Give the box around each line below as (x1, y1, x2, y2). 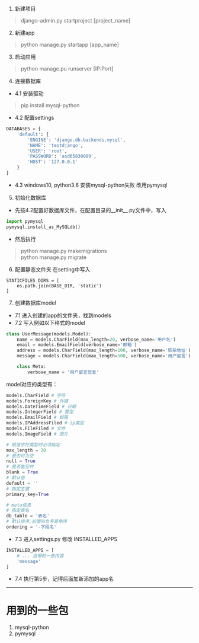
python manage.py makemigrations (20, 247, 107, 254)
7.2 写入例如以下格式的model (14, 319, 86, 326)
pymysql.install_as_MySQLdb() (6, 224, 81, 230)
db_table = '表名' (6, 513, 50, 519)
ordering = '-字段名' (6, 524, 57, 530)
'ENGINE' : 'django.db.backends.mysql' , (27, 137, 126, 143)
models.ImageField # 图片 (6, 431, 68, 437)
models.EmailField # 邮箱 (6, 414, 68, 421)
